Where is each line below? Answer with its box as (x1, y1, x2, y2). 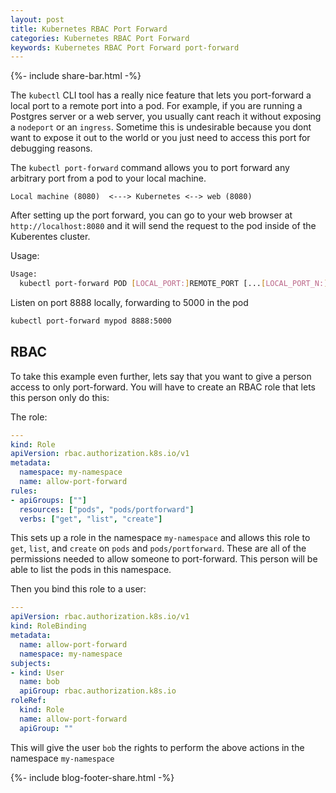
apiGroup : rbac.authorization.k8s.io (19, 686, 177, 696)
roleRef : (10, 696, 47, 706)
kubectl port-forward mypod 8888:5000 (10, 316, 172, 326)
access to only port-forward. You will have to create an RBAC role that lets (10, 381, 316, 393)
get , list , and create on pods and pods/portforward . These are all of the (10, 542, 307, 555)
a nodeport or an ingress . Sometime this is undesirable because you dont (10, 121, 312, 133)
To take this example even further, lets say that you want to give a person (10, 370, 312, 382)
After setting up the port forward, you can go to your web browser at (10, 209, 293, 221)
